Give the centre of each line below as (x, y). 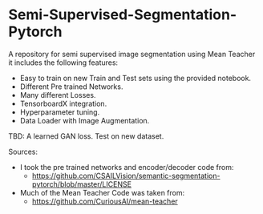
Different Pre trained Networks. (71, 87)
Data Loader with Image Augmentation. (85, 120)
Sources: (23, 151)
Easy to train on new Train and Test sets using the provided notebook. (135, 78)
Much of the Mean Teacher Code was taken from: (102, 192)
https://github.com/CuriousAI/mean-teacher (105, 201)
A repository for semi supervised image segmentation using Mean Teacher (132, 54)
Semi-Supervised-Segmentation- (123, 15)
